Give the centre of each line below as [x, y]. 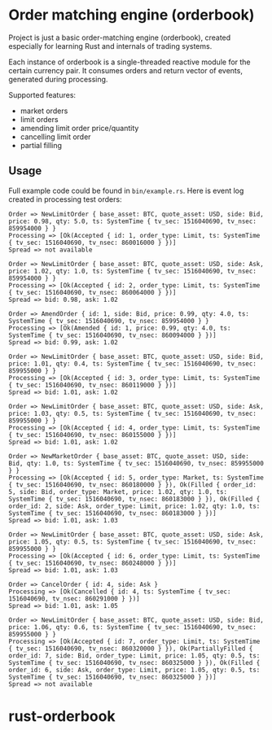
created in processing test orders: [65, 199]
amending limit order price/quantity [79, 128]
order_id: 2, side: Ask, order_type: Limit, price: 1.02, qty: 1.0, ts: [134, 506]
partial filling [41, 145]
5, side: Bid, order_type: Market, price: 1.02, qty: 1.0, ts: [118, 492]
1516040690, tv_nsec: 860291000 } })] [74, 599]
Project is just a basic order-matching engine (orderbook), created [120, 37]
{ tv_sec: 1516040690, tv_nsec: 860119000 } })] [92, 385]
